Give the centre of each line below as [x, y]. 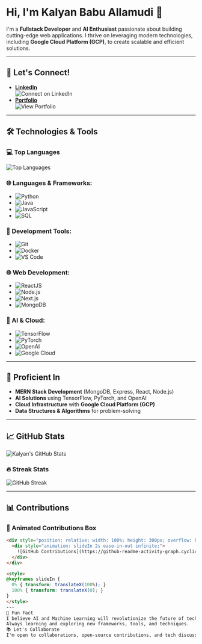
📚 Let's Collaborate [33, 630]
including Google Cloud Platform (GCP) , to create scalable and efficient [95, 42]
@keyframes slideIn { [33, 579]
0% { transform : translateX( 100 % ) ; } [59, 585]
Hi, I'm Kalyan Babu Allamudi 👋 [85, 12]
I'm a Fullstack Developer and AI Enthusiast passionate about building [94, 29]
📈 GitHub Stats [35, 436]
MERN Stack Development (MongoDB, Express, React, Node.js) [94, 392]
